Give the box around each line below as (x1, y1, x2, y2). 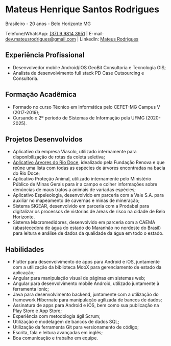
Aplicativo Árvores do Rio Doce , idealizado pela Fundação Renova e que (12, 159, 165, 166)
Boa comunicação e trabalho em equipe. (12, 335, 99, 341)
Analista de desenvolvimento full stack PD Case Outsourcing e (12, 70, 144, 76)
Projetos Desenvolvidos (5, 135, 83, 144)
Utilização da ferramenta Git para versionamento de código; (12, 324, 139, 330)
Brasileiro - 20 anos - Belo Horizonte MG (5, 21, 91, 27)
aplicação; (12, 270, 35, 276)
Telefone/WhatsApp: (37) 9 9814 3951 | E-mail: (5, 30, 104, 36)
